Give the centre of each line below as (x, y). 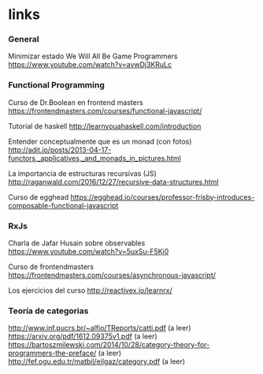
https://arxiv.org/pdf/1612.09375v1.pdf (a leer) (83, 336)
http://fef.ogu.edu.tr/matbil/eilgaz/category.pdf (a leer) (97, 361)
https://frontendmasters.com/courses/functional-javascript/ (105, 110)
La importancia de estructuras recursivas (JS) (83, 173)
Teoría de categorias (48, 311)
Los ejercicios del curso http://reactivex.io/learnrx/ (90, 290)
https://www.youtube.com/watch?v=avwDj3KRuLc (90, 65)
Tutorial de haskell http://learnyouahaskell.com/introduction (105, 126)
